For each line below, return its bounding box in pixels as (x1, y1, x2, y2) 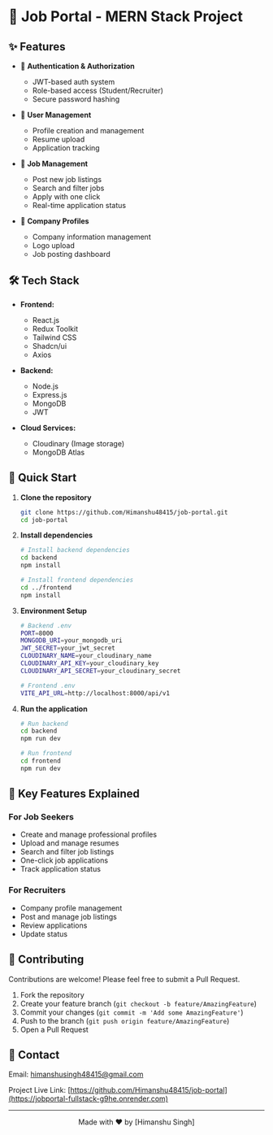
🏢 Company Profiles (19, 216, 89, 226)
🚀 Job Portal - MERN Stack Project (8, 7, 244, 26)
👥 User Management (19, 110, 92, 120)
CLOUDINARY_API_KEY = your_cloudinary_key (19, 659, 159, 668)
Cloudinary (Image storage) (32, 438, 125, 448)
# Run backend (19, 720, 68, 728)
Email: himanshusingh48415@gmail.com (8, 1069, 144, 1080)
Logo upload (32, 241, 76, 250)
